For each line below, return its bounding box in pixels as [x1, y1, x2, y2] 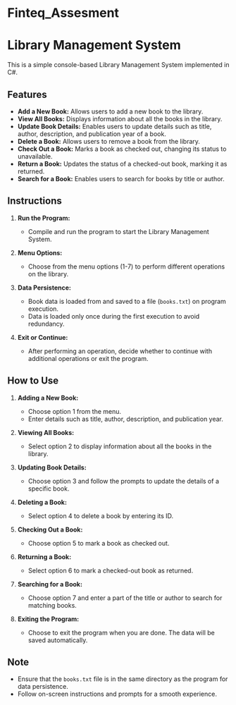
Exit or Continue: [17, 333, 68, 341]
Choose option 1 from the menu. [27, 407, 122, 415]
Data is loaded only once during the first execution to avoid [27, 312, 200, 320]
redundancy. [27, 319, 65, 328]
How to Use [7, 375, 59, 387]
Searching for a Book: [17, 580, 83, 588]
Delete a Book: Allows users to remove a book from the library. [17, 137, 201, 145]
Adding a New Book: [17, 393, 79, 402]
